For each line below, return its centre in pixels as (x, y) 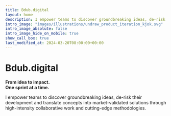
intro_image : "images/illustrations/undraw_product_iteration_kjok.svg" (84, 24)
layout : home (19, 15)
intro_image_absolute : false (36, 29)
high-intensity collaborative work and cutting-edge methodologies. (76, 108)
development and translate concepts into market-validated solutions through (86, 102)
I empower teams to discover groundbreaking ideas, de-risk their (74, 97)
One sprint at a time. (27, 87)
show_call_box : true (27, 38)
